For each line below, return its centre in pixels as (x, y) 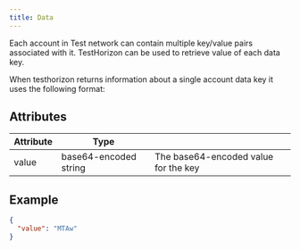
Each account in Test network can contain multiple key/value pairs (131, 43)
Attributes (38, 117)
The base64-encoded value (214, 157)
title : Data (31, 17)
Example (34, 200)
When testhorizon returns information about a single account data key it (142, 79)
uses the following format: (57, 88)
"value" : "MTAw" (47, 229)
